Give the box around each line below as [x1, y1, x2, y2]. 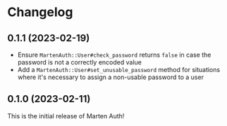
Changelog [7, 4, 73, 20]
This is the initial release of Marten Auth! [7, 111, 125, 120]
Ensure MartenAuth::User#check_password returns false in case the [17, 50, 211, 59]
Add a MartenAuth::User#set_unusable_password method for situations [17, 66, 221, 73]
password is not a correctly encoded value [17, 58, 142, 66]
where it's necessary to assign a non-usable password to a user [17, 73, 204, 81]
